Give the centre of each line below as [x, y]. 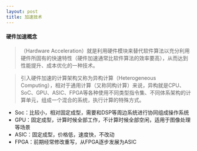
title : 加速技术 [24, 17]
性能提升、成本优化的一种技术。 [59, 65]
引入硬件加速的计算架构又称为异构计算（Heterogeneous [88, 78]
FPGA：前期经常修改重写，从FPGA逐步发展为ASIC [76, 142]
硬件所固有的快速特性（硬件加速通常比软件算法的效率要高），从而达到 [104, 58]
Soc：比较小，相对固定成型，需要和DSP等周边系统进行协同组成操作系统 [102, 112]
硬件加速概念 [21, 36]
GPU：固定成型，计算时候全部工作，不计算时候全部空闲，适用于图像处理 [103, 120]
